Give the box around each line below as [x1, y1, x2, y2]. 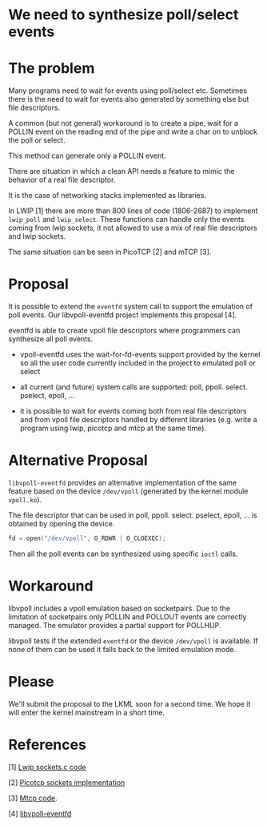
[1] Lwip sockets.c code [8, 762, 86, 772]
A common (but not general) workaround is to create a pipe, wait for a [8, 119, 238, 128]
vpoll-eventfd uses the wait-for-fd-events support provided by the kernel [19, 350, 261, 360]
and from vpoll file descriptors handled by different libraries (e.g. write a [19, 415, 257, 425]
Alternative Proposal [8, 451, 148, 469]
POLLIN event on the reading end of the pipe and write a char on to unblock [8, 127, 258, 137]
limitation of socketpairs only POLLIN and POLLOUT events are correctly [8, 611, 247, 622]
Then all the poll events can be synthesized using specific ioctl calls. [8, 549, 238, 558]
